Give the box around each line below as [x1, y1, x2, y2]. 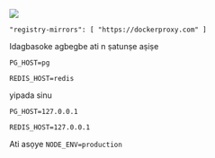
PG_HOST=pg [9, 58, 50, 67]
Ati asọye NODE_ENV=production [9, 139, 123, 149]
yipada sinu [9, 90, 52, 101]
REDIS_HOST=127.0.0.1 [9, 123, 91, 132]
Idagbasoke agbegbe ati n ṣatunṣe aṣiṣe [9, 41, 159, 51]
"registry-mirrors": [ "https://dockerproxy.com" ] [9, 25, 207, 34]
